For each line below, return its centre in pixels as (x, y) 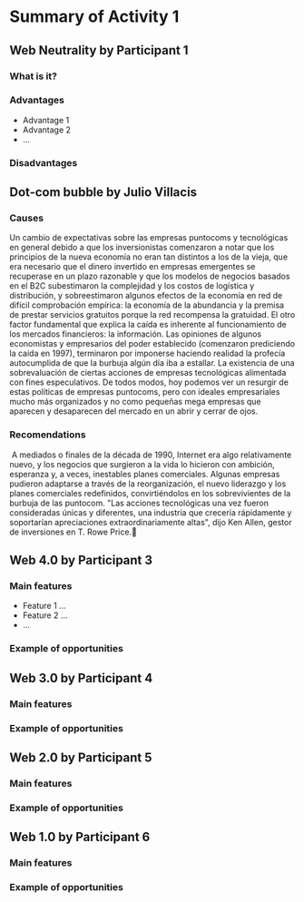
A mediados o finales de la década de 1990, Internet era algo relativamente (152, 455)
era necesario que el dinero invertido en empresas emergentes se (132, 267)
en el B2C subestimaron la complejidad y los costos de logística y (132, 286)
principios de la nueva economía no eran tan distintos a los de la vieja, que (149, 257)
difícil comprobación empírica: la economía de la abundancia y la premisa (147, 305)
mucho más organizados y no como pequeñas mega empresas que (135, 402)
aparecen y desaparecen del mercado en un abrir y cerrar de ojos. (134, 411)
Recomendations (48, 435)
